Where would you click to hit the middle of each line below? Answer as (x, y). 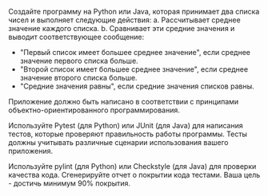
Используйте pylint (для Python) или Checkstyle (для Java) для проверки (132, 166)
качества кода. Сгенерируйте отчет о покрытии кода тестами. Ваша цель (134, 175)
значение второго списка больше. (78, 78)
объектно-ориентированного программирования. (94, 110)
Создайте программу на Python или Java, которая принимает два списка (134, 12)
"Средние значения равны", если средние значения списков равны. (137, 86)
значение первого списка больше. (79, 61)
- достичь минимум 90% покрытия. (69, 183)
